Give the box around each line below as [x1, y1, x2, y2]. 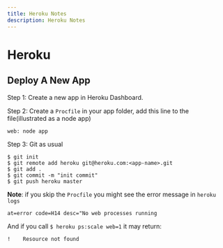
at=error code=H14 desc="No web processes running [7, 210, 157, 217]
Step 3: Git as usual [7, 140, 63, 148]
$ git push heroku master [7, 177, 82, 185]
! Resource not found [7, 235, 79, 242]
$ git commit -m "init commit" [7, 172, 98, 179]
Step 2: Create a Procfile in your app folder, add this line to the [7, 106, 190, 115]
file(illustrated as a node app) [7, 114, 92, 122]
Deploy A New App [7, 75, 91, 87]
